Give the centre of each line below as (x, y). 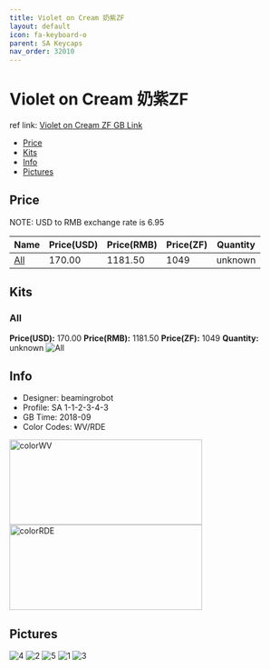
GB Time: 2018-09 (57, 417)
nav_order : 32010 (42, 52)
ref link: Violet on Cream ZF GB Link (76, 125)
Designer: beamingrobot (68, 398)
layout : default (40, 26)
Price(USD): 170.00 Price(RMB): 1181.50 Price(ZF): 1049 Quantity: (134, 338)
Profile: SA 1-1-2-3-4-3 (65, 408)
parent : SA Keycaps (46, 43)
